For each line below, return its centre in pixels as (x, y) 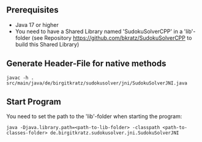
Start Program (34, 102)
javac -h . (20, 78)
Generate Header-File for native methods (86, 64)
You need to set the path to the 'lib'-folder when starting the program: (94, 116)
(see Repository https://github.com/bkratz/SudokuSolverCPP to (112, 38)
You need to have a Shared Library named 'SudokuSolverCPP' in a (99, 31)
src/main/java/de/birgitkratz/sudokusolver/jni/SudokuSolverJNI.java (97, 83)
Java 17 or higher (37, 24)
